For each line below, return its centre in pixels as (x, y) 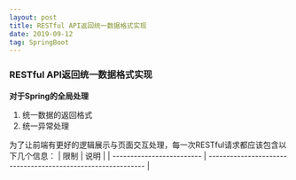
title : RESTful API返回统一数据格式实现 (78, 26)
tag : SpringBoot (39, 42)
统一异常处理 (45, 126)
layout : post (33, 17)
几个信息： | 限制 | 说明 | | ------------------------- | (111, 155)
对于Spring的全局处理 (49, 96)
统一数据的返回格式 (57, 114)
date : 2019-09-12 (41, 34)
